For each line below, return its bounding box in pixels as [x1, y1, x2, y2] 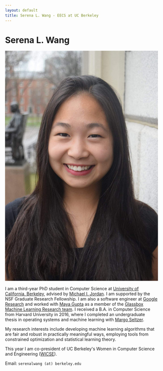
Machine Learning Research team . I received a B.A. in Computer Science [5, 306, 150, 312]
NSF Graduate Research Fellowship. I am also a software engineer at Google [5, 296, 158, 302]
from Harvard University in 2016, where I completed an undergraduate [5, 312, 146, 318]
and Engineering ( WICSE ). [5, 351, 57, 357]
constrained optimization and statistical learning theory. [5, 336, 116, 342]
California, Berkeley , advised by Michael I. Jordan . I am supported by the [5, 291, 150, 297]
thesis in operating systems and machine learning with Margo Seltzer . [5, 317, 145, 323]
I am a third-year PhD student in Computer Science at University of [5, 286, 139, 292]
